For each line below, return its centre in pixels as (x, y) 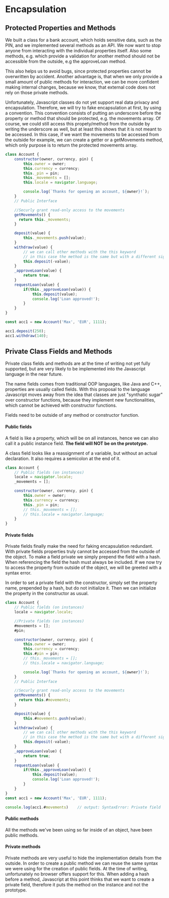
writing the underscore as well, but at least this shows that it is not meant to (83, 129)
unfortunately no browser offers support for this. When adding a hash (77, 874)
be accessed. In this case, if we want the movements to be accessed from (82, 134)
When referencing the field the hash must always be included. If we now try (83, 562)
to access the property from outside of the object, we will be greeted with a (83, 567)
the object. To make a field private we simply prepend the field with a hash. (83, 557)
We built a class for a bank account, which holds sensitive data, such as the (83, 40)
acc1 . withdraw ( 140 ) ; (27, 336)
